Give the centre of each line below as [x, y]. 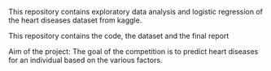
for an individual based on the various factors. [85, 60]
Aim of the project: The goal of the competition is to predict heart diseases [133, 51]
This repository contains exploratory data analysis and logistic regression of [135, 12]
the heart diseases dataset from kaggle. [75, 20]
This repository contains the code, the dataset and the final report [119, 36]
